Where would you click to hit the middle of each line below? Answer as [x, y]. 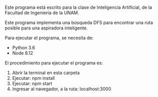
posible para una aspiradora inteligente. [46, 28]
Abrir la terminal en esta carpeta [46, 73]
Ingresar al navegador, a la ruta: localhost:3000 [61, 89]
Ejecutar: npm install [34, 78]
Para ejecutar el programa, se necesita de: [49, 38]
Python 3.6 [23, 47]
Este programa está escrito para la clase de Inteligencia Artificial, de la [78, 7]
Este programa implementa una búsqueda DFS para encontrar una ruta [79, 23]
